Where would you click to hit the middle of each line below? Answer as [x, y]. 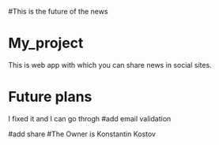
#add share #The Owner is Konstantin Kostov [82, 134]
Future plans [50, 97]
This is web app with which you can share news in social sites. [110, 65]
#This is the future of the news [58, 11]
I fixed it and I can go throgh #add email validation [90, 118]
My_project [46, 43]
